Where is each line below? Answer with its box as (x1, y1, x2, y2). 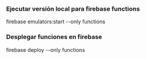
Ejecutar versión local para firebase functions (6, 5, 140, 13)
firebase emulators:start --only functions (6, 18, 105, 25)
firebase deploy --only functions (6, 46, 86, 53)
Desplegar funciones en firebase (6, 33, 102, 41)
